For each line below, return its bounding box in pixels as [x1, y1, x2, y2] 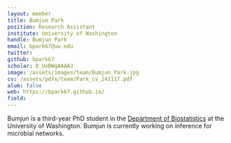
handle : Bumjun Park [7, 36, 68, 43]
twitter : [7, 50, 33, 57]
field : [7, 95, 27, 102]
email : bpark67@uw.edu [7, 43, 73, 50]
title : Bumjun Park [7, 17, 64, 24]
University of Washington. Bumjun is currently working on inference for [7, 122, 212, 130]
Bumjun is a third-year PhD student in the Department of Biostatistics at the [7, 114, 225, 123]
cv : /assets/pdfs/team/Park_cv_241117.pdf [7, 75, 133, 83]
